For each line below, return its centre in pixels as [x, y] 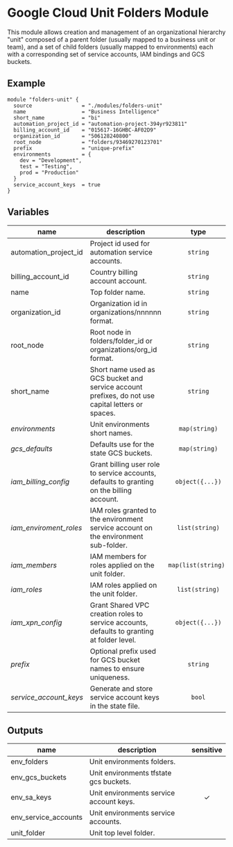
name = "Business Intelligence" [86, 112]
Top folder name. [118, 292]
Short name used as [122, 369]
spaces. [103, 413]
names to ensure [117, 668]
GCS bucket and [116, 378]
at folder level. [113, 640]
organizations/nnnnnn [126, 312]
